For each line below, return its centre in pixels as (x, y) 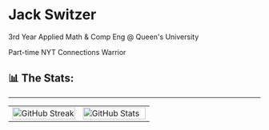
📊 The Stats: (41, 79)
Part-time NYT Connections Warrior (67, 52)
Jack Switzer (52, 15)
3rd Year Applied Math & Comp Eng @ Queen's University (104, 37)
